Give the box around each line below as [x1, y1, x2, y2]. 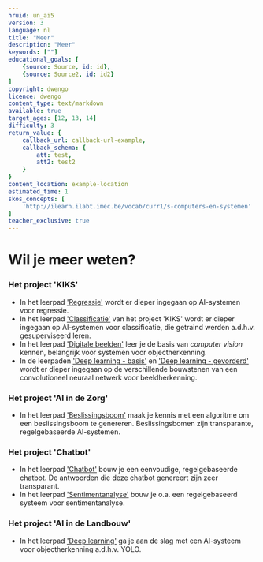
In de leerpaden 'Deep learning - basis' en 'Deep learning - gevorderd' [19, 356, 250, 365]
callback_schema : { [22, 144, 87, 152]
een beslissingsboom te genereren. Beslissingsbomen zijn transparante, [19, 418, 254, 428]
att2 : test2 [36, 159, 76, 167]
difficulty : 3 [8, 122, 55, 129]
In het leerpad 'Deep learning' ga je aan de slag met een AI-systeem [19, 536, 242, 545]
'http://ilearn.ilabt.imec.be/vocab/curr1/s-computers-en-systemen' [22, 202, 252, 210]
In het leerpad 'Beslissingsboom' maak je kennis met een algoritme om [19, 410, 250, 419]
